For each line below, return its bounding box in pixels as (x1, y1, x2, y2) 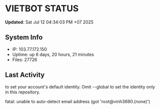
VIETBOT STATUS (5, 3, 79, 14)
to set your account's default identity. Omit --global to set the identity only (5, 84, 156, 89)
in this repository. (5, 89, 40, 95)
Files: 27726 (12, 57, 38, 63)
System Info (5, 33, 43, 42)
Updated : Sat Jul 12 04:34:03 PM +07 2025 (5, 19, 94, 25)
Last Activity (5, 71, 45, 79)
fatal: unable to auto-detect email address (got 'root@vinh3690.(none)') (5, 98, 151, 104)
